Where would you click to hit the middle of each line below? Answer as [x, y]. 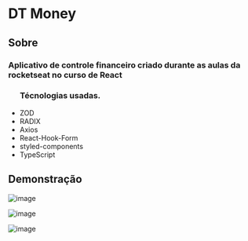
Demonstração [45, 179]
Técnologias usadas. [60, 96]
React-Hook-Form [49, 137]
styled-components [51, 146]
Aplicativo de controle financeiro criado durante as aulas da [124, 65]
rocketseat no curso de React [66, 75]
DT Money [42, 14]
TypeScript [37, 155]
